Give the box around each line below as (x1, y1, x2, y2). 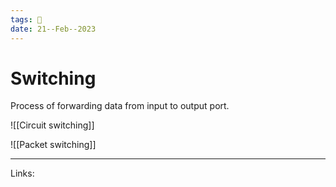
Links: (10, 167, 35, 180)
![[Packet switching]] (10, 139, 97, 151)
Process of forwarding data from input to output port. (10, 100, 230, 112)
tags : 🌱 (10, 14, 43, 25)
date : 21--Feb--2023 (10, 24, 97, 34)
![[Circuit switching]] (10, 119, 95, 131)
